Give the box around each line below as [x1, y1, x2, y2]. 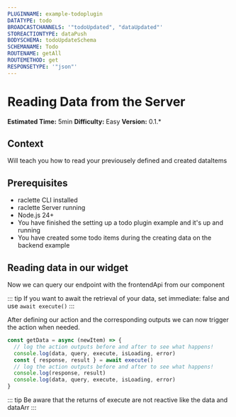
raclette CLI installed [17, 196, 78, 204]
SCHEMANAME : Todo [7, 43, 59, 50]
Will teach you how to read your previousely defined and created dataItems [7, 157, 227, 165]
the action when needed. [7, 323, 80, 331]
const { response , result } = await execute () [13, 356, 154, 364]
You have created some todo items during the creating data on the [17, 233, 212, 242]
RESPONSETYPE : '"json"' [7, 63, 78, 70]
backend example [17, 241, 70, 250]
